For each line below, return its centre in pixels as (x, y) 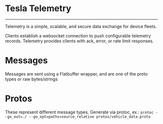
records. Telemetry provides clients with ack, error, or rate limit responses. (80, 41)
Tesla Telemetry (38, 8)
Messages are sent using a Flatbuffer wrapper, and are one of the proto (76, 74)
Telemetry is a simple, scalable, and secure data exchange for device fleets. (81, 26)
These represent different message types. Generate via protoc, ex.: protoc (79, 112)
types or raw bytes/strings (32, 79)
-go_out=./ (16, 117)
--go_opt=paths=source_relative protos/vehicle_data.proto (90, 117)
